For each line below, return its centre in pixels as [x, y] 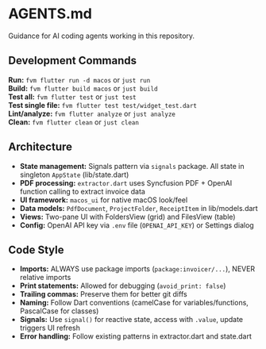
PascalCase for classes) [59, 311]
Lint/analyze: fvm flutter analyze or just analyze [92, 113]
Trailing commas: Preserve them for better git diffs [104, 294]
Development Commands [73, 61]
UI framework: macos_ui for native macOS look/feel [104, 200]
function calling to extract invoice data [82, 191]
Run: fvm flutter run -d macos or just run [79, 79]
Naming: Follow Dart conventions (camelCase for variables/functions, [134, 303]
